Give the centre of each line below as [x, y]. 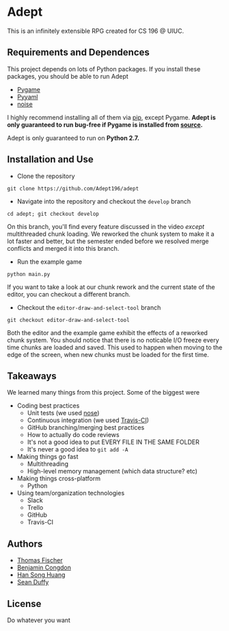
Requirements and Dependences [79, 52]
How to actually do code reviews [73, 435]
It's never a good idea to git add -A [78, 449]
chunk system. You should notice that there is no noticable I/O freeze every [113, 340]
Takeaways [32, 376]
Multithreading [48, 464]
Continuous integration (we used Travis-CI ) [88, 420]
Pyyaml [27, 97]
